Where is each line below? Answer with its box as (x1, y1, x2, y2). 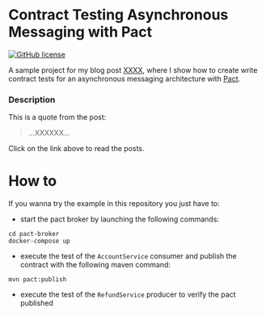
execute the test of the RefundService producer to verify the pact (19, 289, 236, 300)
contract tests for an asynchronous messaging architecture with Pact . (8, 74, 241, 83)
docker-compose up (8, 237, 70, 246)
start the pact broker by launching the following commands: (19, 214, 220, 224)
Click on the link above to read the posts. (8, 144, 145, 154)
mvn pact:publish (8, 276, 67, 284)
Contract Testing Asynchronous (8, 6, 229, 24)
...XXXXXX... (27, 128, 70, 138)
